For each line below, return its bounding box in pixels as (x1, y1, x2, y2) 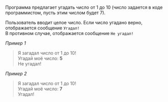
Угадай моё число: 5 (17, 55, 63, 61)
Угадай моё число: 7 (17, 86, 63, 92)
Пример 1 (5, 40, 26, 46)
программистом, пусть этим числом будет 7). (5, 10, 106, 16)
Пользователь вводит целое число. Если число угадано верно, (5, 20, 143, 25)
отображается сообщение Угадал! (5, 25, 80, 31)
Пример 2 (5, 71, 27, 77)
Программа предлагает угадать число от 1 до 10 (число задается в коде (5, 5, 163, 10)
